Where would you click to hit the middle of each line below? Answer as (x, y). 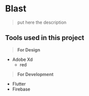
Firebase (21, 89)
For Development (35, 74)
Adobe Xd (22, 59)
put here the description (42, 22)
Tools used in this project (45, 38)
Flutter (19, 84)
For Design (29, 49)
